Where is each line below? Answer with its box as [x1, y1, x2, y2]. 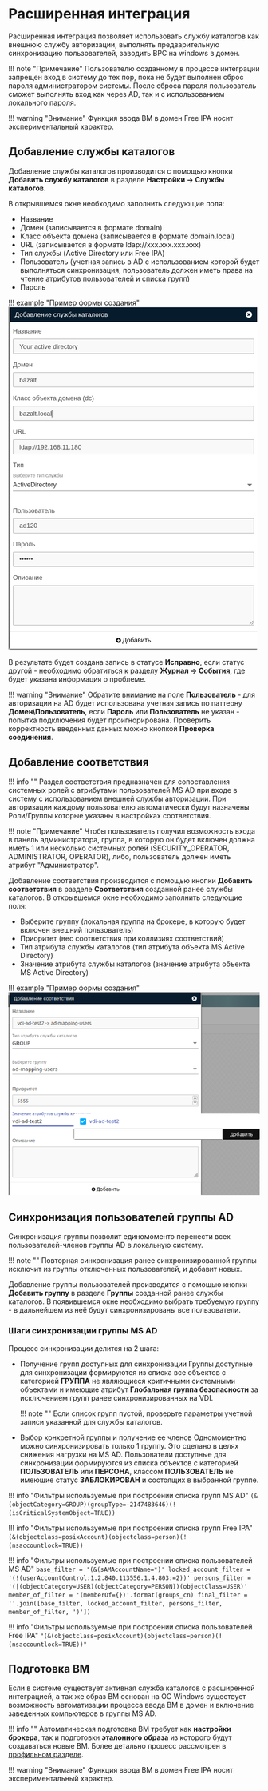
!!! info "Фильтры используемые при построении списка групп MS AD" [8, 1490, 249, 1500]
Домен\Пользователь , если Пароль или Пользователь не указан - [8, 706, 240, 716]
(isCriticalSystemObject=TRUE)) [8, 1509, 116, 1517]
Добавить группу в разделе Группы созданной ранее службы [8, 1289, 223, 1298]
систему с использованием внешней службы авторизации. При [8, 794, 227, 803]
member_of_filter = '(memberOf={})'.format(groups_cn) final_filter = [8, 1591, 248, 1599]
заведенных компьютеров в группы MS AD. [8, 1709, 157, 1718]
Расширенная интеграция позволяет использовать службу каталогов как [8, 31, 259, 41]
